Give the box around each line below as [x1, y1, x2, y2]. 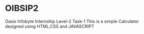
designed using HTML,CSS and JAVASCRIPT [5, 23, 95, 29]
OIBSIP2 [5, 3, 39, 14]
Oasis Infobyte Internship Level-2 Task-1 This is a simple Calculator [5, 18, 139, 24]
